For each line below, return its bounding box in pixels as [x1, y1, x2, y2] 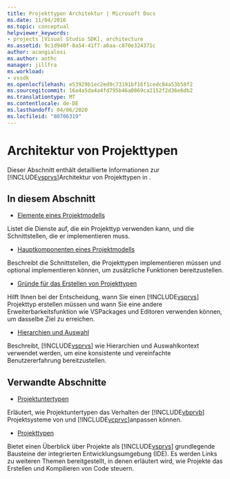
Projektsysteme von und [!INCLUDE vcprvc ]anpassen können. [7, 415, 182, 424]
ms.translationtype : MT [7, 94, 76, 101]
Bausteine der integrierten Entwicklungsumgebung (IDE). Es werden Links [7, 450, 218, 458]
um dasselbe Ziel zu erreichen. [7, 315, 95, 323]
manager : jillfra [7, 62, 57, 68]
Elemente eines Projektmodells [17, 212, 106, 220]
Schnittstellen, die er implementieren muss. [7, 232, 130, 241]
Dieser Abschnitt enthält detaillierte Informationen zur [7, 165, 160, 173]
